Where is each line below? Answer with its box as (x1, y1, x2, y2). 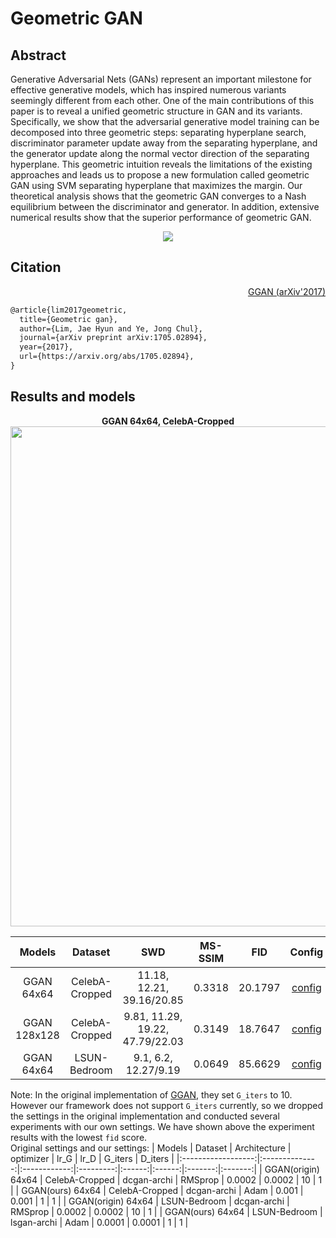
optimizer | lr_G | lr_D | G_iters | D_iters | (10, 1152, 175, 1164)
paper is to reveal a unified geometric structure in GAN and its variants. (10, 105, 303, 117)
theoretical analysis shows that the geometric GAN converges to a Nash (10, 190, 307, 202)
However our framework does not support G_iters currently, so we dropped (10, 1099, 324, 1111)
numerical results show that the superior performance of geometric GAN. (10, 212, 312, 223)
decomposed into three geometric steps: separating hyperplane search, (10, 127, 307, 138)
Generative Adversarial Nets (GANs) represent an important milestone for (10, 73, 312, 85)
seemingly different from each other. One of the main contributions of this (10, 95, 315, 106)
